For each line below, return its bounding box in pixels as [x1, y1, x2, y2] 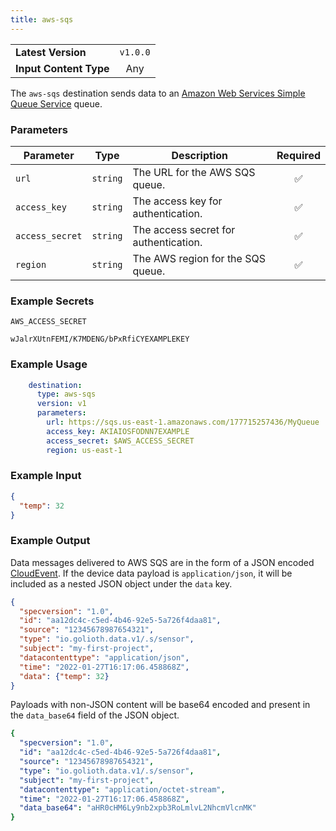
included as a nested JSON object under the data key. [10, 577, 233, 590]
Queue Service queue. [10, 97, 103, 110]
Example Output [10, 534, 91, 548]
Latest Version [15, 45, 87, 59]
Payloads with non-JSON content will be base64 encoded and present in [10, 699, 311, 711]
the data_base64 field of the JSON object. [10, 709, 180, 721]
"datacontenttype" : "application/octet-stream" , [19, 784, 226, 795]
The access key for [132, 194, 223, 208]
